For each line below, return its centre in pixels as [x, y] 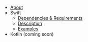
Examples [28, 29]
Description [30, 23]
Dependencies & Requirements [50, 18]
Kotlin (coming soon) [32, 34]
